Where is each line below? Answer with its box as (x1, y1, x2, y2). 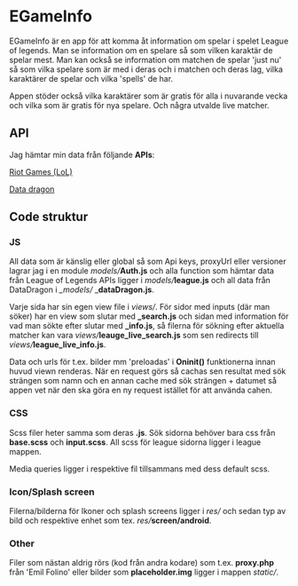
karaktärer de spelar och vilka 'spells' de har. (9, 73, 174, 83)
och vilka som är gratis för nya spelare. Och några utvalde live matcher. (9, 99, 270, 110)
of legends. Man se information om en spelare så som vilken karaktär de (9, 44, 273, 55)
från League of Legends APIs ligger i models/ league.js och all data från (9, 275, 271, 286)
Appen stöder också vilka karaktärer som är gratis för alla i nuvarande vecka (9, 91, 288, 101)
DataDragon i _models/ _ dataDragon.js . (9, 284, 155, 295)
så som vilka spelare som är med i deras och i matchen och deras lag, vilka (9, 64, 284, 75)
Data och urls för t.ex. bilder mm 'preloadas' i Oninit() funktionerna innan (9, 357, 277, 368)
